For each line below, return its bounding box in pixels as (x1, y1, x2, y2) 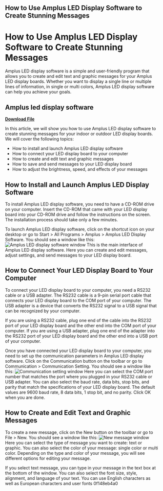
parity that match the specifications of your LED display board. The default (5, 384, 155, 390)
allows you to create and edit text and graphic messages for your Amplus (5, 73, 152, 79)
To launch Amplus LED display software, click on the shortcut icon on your (5, 226, 155, 232)
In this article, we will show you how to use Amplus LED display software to (5, 126, 156, 132)
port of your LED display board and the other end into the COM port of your (5, 323, 157, 328)
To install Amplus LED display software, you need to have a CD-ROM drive (5, 201, 155, 207)
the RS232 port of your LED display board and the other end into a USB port (5, 333, 158, 339)
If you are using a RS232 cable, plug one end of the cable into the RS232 (5, 317, 152, 323)
